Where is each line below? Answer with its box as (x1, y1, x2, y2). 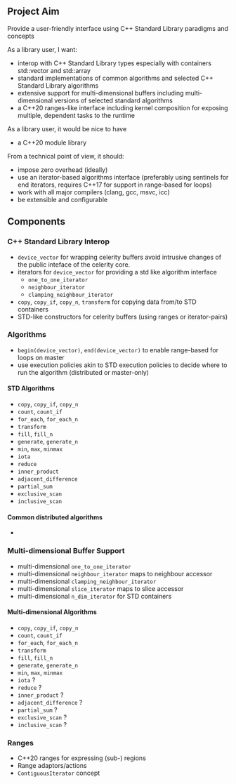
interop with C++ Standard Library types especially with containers (17, 59, 212, 67)
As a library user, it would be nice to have (7, 124, 127, 133)
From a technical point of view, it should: (7, 152, 124, 160)
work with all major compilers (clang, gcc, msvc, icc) (17, 187, 170, 196)
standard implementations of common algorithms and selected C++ (17, 74, 214, 82)
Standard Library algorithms (17, 81, 99, 90)
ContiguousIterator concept (17, 769, 100, 777)
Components (7, 215, 65, 227)
